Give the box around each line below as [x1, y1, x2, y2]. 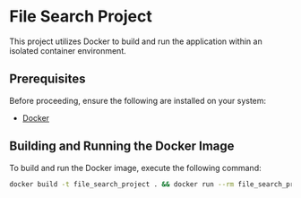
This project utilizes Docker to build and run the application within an [9, 36, 262, 47]
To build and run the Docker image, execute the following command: [9, 162, 262, 173]
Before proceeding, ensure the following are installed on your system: [9, 95, 267, 106]
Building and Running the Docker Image [9, 139, 235, 154]
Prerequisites [9, 72, 86, 87]
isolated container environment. [9, 45, 127, 56]
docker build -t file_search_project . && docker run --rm [9, 179, 235, 189]
